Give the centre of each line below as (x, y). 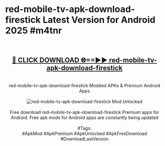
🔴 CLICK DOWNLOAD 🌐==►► (60, 60)
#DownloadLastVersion (85, 138)
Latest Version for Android (99, 20)
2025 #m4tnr (33, 31)
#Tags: (85, 128)
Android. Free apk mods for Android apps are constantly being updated (85, 117)
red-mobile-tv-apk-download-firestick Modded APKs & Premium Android (85, 85)
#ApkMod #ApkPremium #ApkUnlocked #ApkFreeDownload (85, 133)
